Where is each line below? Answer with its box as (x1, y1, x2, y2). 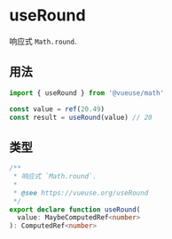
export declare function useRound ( (9, 205, 141, 214)
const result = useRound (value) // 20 (9, 113, 152, 122)
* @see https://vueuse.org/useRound (12, 188, 149, 197)
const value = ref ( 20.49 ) (9, 104, 105, 114)
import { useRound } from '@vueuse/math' (9, 88, 165, 98)
